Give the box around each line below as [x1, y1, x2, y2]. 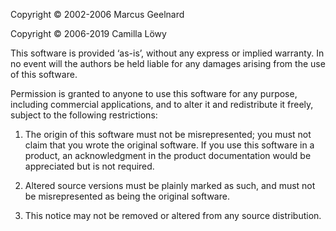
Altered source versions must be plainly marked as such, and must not [24, 180, 316, 191]
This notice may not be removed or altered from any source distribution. [24, 210, 322, 221]
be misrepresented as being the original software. [24, 190, 230, 202]
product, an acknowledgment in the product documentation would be [24, 150, 312, 161]
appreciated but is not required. [24, 160, 155, 172]
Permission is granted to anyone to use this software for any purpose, [10, 88, 298, 99]
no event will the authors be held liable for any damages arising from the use [10, 58, 326, 69]
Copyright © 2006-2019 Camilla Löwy [10, 28, 167, 39]
